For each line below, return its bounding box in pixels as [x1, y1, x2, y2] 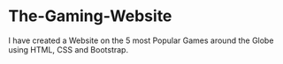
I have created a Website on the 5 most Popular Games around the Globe [8, 35, 274, 46]
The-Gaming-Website [8, 6, 172, 26]
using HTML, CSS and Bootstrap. [8, 44, 129, 54]
